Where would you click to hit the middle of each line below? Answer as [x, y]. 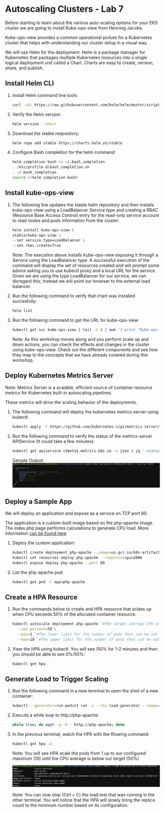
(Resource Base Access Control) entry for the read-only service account [86, 215]
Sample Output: [28, 460]
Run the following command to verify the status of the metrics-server [82, 436]
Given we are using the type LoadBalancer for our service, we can [79, 276]
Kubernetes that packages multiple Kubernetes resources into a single [76, 57]
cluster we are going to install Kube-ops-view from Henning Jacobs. [74, 28]
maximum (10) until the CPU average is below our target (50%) [76, 758]
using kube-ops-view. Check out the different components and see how [85, 349]
